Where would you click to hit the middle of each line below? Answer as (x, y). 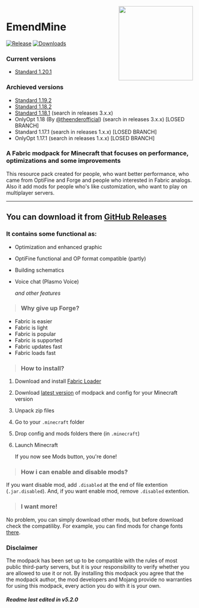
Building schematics (39, 270)
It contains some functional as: (52, 234)
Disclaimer (22, 547)
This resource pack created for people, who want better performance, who (98, 174)
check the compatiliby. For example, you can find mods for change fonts (94, 526)
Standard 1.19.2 (33, 100)
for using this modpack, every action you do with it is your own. (84, 586)
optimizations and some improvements (64, 161)
